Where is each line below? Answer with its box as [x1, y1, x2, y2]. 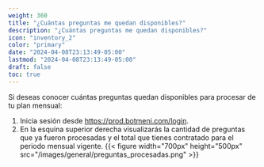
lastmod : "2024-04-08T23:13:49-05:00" [8, 56, 136, 64]
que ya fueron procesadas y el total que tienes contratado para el [19, 132, 234, 142]
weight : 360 [8, 11, 48, 20]
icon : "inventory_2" [8, 33, 77, 42]
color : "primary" [8, 41, 66, 49]
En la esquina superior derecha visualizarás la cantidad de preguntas [19, 124, 246, 134]
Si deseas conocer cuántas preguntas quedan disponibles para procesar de [8, 92, 256, 101]
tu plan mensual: [8, 101, 63, 110]
